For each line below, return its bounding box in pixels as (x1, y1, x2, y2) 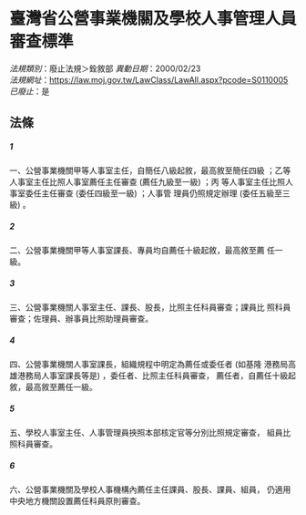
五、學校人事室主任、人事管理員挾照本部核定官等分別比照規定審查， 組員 (9, 427, 283, 438)
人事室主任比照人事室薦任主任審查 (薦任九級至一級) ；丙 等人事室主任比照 (9, 177, 286, 188)
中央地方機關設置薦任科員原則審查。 (9, 496, 146, 507)
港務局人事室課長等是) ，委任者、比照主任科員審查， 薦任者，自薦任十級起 (16, 370, 296, 381)
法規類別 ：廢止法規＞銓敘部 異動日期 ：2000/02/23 (9, 63, 201, 74)
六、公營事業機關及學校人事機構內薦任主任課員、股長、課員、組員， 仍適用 (9, 484, 291, 495)
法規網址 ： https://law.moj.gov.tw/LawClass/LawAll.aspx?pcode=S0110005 (9, 74, 289, 85)
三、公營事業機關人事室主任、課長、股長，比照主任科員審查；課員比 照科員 (9, 302, 291, 313)
